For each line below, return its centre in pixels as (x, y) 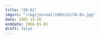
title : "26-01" (21, 10)
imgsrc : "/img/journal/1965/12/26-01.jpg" (50, 15)
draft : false (19, 29)
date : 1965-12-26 (23, 19)
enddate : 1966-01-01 (27, 24)
